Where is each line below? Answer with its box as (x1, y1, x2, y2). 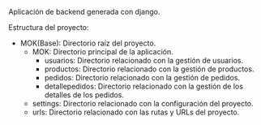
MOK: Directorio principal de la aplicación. (32, 47, 174, 56)
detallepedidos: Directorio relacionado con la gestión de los (44, 81, 243, 91)
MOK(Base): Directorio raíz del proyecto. (19, 38, 156, 48)
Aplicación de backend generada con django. (8, 7, 160, 16)
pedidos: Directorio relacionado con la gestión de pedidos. (44, 73, 241, 82)
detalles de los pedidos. (44, 90, 124, 100)
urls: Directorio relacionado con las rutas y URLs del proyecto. (32, 107, 240, 117)
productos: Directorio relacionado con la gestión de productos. (44, 64, 255, 74)
